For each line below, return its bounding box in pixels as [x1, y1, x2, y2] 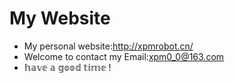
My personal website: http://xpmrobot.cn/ [23, 40, 194, 52]
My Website [9, 7, 111, 30]
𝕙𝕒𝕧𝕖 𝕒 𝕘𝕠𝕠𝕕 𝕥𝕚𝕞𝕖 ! [23, 61, 112, 73]
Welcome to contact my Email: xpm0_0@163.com [23, 50, 225, 62]
